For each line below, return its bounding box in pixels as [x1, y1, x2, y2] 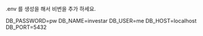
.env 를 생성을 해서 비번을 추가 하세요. [5, 5, 96, 12]
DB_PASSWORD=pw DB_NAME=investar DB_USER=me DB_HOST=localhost [5, 17, 197, 24]
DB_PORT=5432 [5, 23, 47, 31]
